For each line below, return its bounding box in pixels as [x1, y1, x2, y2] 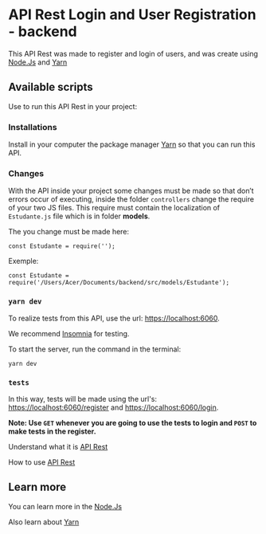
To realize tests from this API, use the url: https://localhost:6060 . [8, 313, 221, 323]
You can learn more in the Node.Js [8, 501, 122, 511]
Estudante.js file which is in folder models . [8, 211, 151, 221]
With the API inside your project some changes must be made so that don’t [8, 186, 254, 196]
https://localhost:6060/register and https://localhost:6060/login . [8, 402, 219, 412]
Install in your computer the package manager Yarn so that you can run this [8, 139, 256, 149]
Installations [8, 121, 57, 132]
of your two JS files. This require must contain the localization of [8, 203, 221, 213]
